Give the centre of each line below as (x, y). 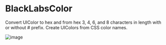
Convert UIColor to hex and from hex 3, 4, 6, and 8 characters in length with (83, 22)
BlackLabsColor (39, 9)
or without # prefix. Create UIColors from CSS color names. (66, 27)
